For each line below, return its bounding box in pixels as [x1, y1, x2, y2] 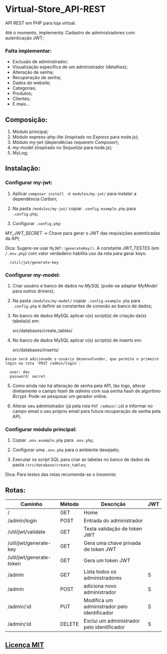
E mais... [12, 101, 30, 107]
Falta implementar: [5, 47, 52, 54]
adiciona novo [83, 583, 117, 590]
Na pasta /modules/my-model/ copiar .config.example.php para [12, 298, 141, 304]
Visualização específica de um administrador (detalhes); [12, 64, 128, 70]
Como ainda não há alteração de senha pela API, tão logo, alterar [12, 383, 146, 389]
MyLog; [12, 150, 28, 156]
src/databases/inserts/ [12, 347, 59, 353]
